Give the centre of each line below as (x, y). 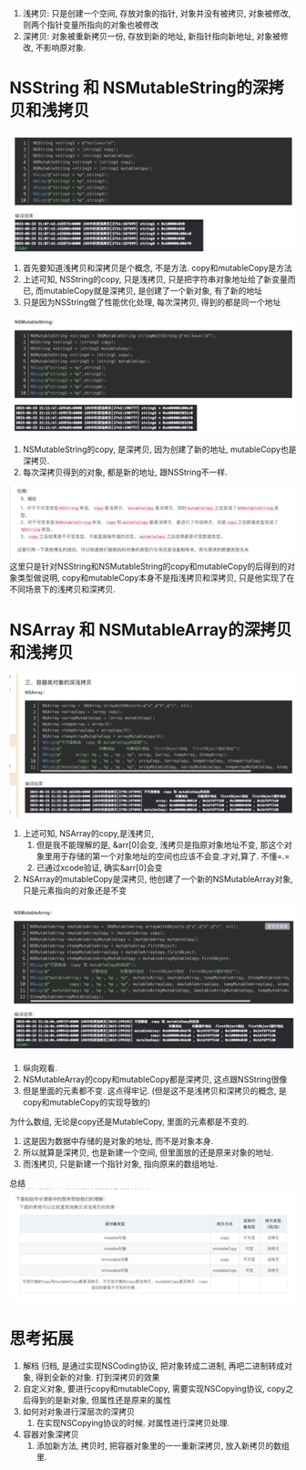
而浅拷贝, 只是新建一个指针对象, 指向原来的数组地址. (120, 1164)
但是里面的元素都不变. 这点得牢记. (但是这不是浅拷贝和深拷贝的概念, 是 (154, 1091)
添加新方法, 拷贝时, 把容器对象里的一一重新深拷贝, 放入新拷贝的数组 (163, 1445)
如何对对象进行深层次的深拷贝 (78, 1411)
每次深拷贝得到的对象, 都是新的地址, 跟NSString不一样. (125, 472)
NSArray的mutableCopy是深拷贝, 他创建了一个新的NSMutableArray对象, (158, 878)
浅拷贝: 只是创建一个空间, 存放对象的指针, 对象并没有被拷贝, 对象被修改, (157, 13)
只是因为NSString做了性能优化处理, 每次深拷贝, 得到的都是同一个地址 (152, 302)
